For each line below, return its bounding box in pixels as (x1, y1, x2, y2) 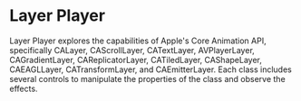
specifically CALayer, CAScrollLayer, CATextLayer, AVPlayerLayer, (9, 44, 256, 55)
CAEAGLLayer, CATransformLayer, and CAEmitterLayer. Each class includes (9, 64, 292, 75)
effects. (9, 83, 38, 94)
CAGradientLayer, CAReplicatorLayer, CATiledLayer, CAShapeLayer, (9, 54, 263, 65)
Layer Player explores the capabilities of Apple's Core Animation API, (9, 35, 267, 46)
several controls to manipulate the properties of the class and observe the (9, 73, 286, 84)
